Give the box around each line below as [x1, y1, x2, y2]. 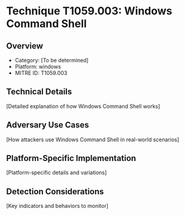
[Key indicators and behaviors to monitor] [6, 202, 109, 210]
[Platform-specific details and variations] [6, 169, 107, 176]
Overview [6, 41, 44, 51]
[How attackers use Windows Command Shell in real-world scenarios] [6, 136, 180, 143]
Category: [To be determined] [14, 57, 89, 63]
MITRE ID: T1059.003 [14, 69, 68, 76]
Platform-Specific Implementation [6, 153, 137, 163]
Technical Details [6, 87, 72, 97]
